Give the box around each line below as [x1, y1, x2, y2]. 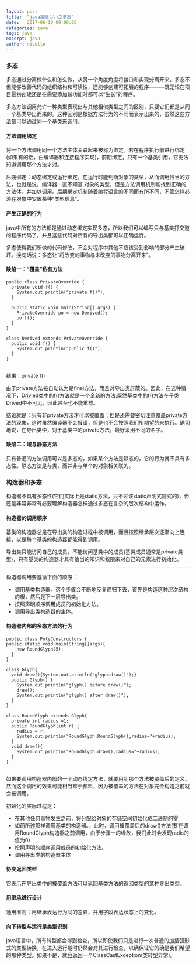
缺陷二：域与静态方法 [6, 440, 57, 448]
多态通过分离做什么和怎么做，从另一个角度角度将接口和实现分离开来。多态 [6, 76, 185, 83]
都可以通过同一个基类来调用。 [10, 118, 83, 125]
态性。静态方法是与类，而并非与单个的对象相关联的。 [6, 462, 134, 469]
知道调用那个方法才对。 [6, 161, 62, 168]
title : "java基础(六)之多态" [6, 14, 74, 20]
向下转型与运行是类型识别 [6, 923, 68, 930]
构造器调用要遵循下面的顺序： [6, 573, 78, 580]
